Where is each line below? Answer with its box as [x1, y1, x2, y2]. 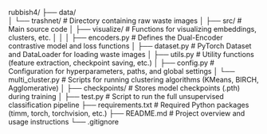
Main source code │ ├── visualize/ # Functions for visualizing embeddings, [8, 25, 257, 33]
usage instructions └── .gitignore [8, 117, 120, 126]
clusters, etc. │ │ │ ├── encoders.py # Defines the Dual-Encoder [8, 33, 223, 42]
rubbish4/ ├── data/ [8, 8, 77, 17]
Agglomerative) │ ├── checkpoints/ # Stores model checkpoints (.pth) [8, 83, 241, 93]
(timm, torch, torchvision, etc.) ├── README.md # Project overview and [8, 109, 245, 118]
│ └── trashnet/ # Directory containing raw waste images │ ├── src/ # [8, 16, 242, 25]
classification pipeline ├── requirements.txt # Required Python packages [8, 100, 249, 109]
